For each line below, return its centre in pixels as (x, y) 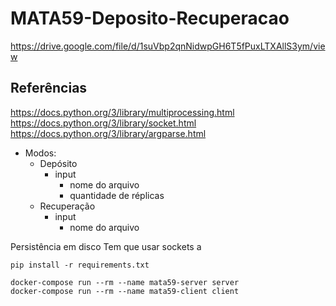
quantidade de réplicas (117, 195)
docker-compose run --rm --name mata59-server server (125, 282)
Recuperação (67, 206)
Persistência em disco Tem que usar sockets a (106, 246)
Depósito (58, 163)
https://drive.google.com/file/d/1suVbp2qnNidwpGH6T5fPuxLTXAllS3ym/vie (168, 46)
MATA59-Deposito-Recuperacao (150, 18)
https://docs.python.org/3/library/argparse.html (108, 133)
